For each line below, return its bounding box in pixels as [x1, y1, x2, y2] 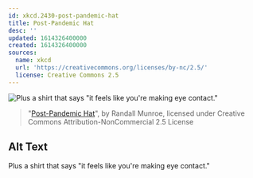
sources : [8, 49, 37, 57]
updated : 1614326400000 [8, 34, 88, 42]
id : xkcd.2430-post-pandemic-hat [8, 11, 119, 20]
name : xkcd [15, 57, 52, 65]
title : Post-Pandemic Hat [8, 19, 94, 27]
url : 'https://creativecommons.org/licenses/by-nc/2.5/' [15, 64, 208, 72]
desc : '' [8, 26, 37, 34]
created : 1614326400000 [8, 42, 88, 49]
